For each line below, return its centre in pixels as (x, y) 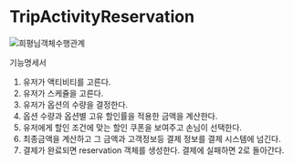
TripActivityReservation (102, 17)
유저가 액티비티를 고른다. (67, 82)
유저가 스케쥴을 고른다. (63, 93)
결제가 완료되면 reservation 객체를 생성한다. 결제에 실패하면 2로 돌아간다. (153, 150)
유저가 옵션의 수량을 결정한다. (75, 104)
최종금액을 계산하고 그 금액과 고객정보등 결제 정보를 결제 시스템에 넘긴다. (152, 138)
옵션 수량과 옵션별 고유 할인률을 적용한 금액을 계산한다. (120, 116)
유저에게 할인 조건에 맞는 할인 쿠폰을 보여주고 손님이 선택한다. (132, 127)
